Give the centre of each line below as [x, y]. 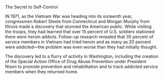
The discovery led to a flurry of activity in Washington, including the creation [82, 56]
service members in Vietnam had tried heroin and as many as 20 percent [78, 42]
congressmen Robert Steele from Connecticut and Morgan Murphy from [77, 21]
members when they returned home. [42, 72]
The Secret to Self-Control [32, 7]
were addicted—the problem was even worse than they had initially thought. [81, 47]
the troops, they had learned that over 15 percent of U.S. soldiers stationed [80, 32]
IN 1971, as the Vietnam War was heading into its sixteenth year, [69, 16]
